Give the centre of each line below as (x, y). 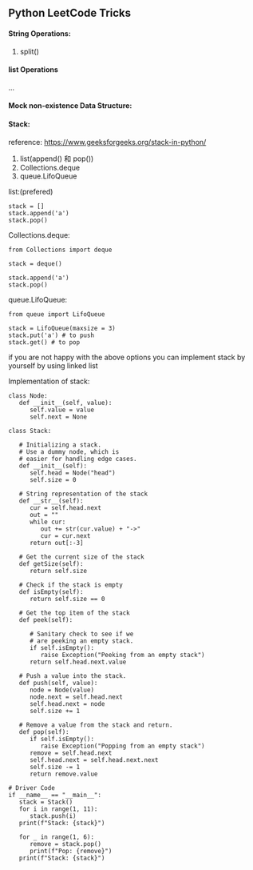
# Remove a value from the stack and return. (96, 725)
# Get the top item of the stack (74, 613)
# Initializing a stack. (60, 445)
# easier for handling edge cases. (78, 459)
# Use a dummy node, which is (69, 451)
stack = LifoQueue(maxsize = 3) (62, 328)
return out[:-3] (56, 543)
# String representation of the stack (83, 494)
